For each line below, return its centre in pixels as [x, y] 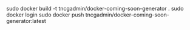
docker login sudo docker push [45, 15]
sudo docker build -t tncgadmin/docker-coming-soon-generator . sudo [95, 9]
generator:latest [26, 21]
